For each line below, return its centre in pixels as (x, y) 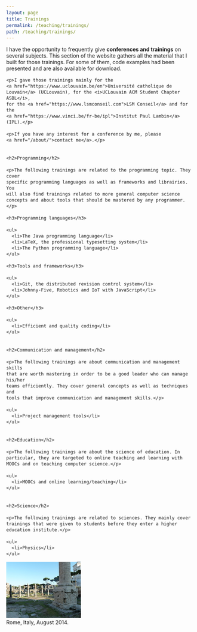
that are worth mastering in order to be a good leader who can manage (97, 374)
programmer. (170, 200)
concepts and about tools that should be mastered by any (80, 200)
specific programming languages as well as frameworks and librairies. (97, 182)
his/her (16, 380)
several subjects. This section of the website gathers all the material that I (97, 56)
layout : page (22, 13)
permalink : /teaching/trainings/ (48, 25)
